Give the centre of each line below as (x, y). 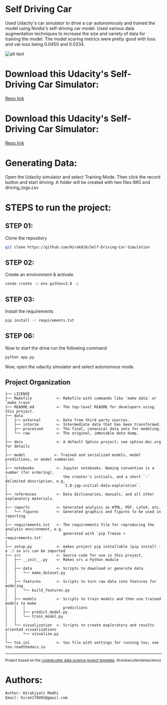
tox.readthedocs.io (25, 647)
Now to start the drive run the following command (56, 348)
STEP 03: (20, 299)
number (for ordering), (30, 472)
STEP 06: (20, 336)
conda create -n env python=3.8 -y (42, 284)
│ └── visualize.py (32, 634)
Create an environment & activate (39, 275)
